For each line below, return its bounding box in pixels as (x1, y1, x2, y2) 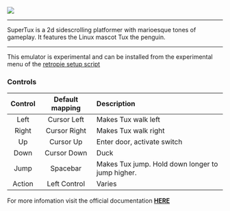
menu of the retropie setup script (7, 60, 101, 68)
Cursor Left (47, 115, 84, 125)
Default (53, 95, 79, 104)
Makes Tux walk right (96, 126, 166, 136)
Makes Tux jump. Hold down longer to (96, 160, 218, 169)
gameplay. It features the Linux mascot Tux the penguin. (7, 33, 166, 41)
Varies (96, 179, 117, 188)
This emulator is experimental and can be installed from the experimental (7, 53, 214, 61)
